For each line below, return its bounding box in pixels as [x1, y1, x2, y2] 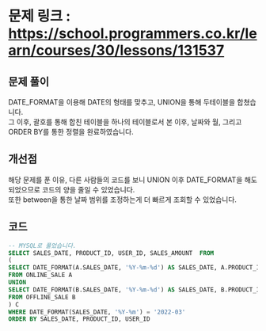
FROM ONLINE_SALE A [8, 271, 73, 280]
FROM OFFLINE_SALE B [8, 293, 77, 301]
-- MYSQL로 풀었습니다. [8, 242, 77, 249]
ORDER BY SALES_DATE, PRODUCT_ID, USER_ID [8, 315, 150, 323]
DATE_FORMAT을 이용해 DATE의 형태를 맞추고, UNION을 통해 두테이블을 [8, 97, 236, 107]
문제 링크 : [8, 7, 71, 25]
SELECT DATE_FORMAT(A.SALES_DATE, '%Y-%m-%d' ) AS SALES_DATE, [8, 264, 218, 272]
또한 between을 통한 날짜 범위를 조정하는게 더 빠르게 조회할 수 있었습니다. [8, 195, 237, 204]
